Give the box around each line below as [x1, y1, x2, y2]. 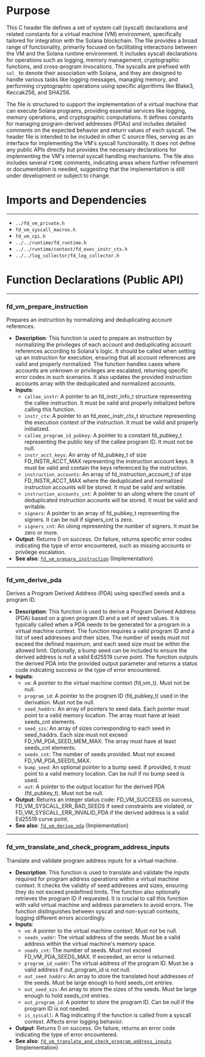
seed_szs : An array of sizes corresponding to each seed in [24, 724, 171, 732]
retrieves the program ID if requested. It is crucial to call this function [15, 895, 189, 902]
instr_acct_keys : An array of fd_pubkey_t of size [24, 451, 146, 458]
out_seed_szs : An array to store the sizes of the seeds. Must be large [24, 985, 197, 992]
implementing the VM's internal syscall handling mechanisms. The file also [6, 152, 194, 159]
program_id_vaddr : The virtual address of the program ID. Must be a [24, 959, 194, 967]
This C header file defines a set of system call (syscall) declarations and [6, 24, 188, 31]
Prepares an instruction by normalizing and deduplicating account [6, 316, 172, 323]
